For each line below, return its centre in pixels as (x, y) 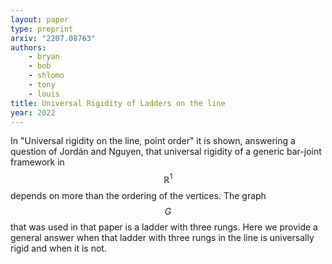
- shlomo (46, 76)
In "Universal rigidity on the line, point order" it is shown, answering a (153, 141)
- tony (42, 85)
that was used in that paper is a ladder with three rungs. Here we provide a (164, 227)
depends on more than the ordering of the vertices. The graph (138, 196)
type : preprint (42, 29)
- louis (44, 94)
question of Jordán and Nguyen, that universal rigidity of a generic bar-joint (166, 152)
